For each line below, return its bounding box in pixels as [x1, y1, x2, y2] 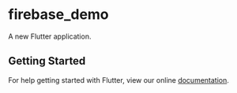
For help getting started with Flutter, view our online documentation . [8, 75, 229, 84]
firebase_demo [8, 6, 109, 24]
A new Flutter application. [8, 32, 92, 41]
